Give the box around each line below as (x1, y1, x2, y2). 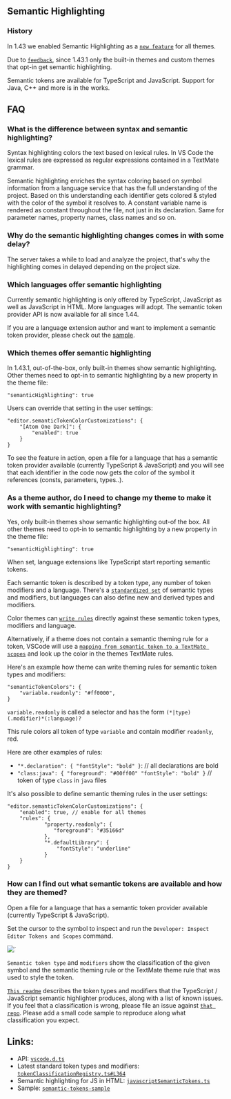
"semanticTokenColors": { (7, 683, 81, 690)
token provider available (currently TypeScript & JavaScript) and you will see (7, 461, 225, 470)
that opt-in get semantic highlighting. (7, 62, 112, 71)
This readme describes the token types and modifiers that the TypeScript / (7, 986, 218, 995)
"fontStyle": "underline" (56, 845, 131, 852)
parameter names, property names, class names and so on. (7, 214, 177, 222)
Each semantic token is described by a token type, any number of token (7, 578, 212, 587)
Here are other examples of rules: (7, 748, 103, 756)
